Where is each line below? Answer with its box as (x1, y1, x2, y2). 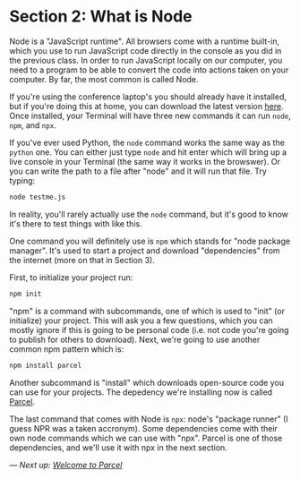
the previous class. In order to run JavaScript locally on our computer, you (9, 55, 283, 65)
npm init (9, 289, 42, 298)
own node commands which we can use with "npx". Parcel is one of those (9, 432, 283, 443)
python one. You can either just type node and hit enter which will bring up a (9, 146, 287, 158)
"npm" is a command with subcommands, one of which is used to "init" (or (9, 305, 285, 316)
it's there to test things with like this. (9, 218, 142, 229)
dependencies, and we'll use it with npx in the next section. (9, 441, 228, 453)
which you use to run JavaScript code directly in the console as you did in (9, 45, 282, 56)
